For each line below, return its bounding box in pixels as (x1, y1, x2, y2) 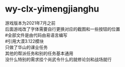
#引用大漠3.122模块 (5, 38, 44, 44)
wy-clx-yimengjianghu (5, 3, 99, 15)
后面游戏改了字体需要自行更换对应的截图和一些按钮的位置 (5, 26, 120, 32)
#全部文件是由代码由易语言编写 (5, 32, 68, 38)
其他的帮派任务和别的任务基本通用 (5, 50, 73, 56)
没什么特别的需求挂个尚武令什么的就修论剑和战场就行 (5, 56, 112, 62)
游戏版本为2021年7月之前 (5, 20, 56, 26)
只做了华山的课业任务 (5, 44, 48, 50)
